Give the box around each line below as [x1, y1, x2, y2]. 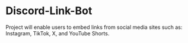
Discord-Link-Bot [5, 4, 93, 18]
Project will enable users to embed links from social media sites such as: [5, 24, 183, 31]
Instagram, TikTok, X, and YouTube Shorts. [5, 29, 110, 37]
